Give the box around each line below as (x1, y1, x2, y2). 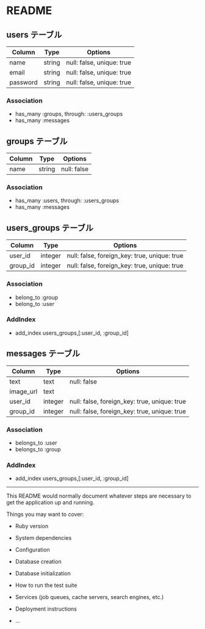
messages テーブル (6, 349, 81, 359)
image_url (9, 387, 38, 396)
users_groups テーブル (6, 222, 93, 233)
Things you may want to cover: (6, 511, 84, 518)
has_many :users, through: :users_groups (15, 197, 120, 205)
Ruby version (15, 523, 49, 530)
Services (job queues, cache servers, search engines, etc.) (15, 594, 164, 601)
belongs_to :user (15, 439, 57, 446)
